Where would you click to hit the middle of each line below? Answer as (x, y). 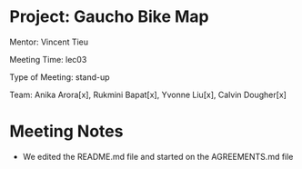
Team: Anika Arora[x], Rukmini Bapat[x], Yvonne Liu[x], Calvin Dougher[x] (148, 94)
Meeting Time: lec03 (48, 59)
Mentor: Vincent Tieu (49, 42)
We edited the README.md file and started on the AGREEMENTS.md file (158, 156)
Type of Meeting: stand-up (60, 77)
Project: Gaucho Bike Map (109, 17)
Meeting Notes (66, 131)
